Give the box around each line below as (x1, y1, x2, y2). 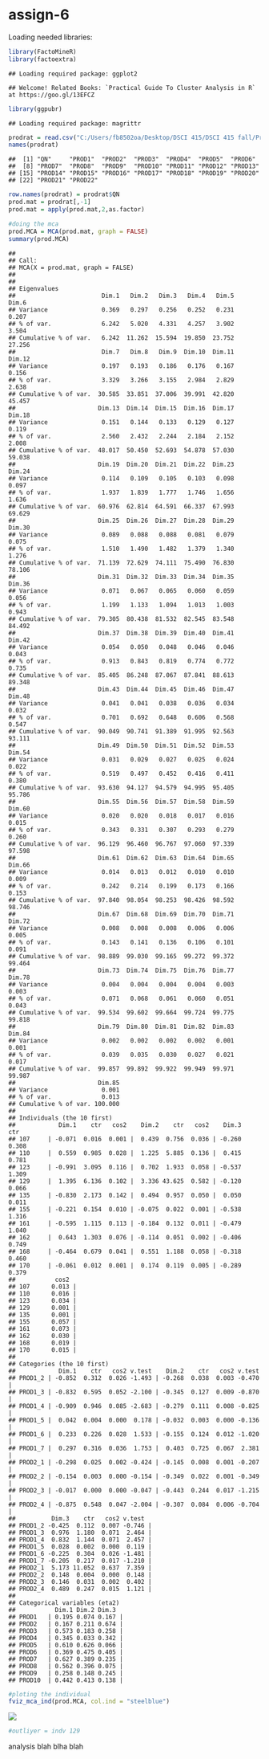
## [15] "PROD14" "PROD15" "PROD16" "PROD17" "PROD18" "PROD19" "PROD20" (8, 169, 260, 178)
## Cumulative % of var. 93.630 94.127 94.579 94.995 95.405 (8, 783, 235, 792)
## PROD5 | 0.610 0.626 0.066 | (8, 1641, 124, 1649)
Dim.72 (8, 917, 30, 925)
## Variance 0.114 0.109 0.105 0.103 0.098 (8, 474, 235, 483)
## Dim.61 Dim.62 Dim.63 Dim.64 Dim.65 (8, 854, 235, 862)
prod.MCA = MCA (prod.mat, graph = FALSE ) (8, 227, 149, 235)
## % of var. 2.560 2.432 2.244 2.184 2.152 (8, 432, 235, 440)
